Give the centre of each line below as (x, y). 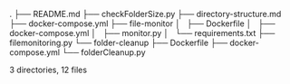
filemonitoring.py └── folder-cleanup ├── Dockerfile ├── (119, 42)
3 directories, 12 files (48, 70)
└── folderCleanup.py (104, 52)
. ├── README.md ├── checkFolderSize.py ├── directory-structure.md (145, 14)
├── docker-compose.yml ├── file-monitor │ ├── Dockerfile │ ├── (142, 23)
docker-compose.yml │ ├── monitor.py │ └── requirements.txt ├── (142, 33)
